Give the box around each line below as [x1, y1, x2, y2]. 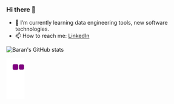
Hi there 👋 [6, 5, 36, 14]
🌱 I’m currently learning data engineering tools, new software [15, 19, 168, 26]
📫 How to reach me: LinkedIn [15, 32, 90, 40]
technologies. [15, 25, 50, 32]
